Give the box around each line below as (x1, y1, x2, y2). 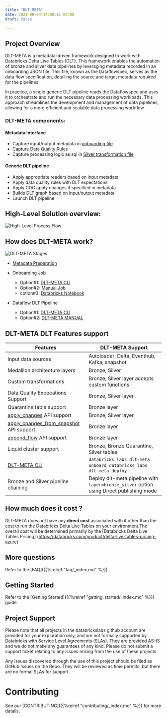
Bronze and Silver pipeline (7, 478, 69, 485)
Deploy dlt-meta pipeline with (88, 475, 159, 482)
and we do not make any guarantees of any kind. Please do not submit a (5, 643, 153, 649)
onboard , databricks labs (88, 461, 148, 468)
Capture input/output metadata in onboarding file (12, 141, 113, 147)
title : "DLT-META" (5, 7, 43, 12)
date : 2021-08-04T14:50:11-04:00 (5, 12, 75, 17)
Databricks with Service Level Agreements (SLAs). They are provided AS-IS (5, 638, 160, 644)
